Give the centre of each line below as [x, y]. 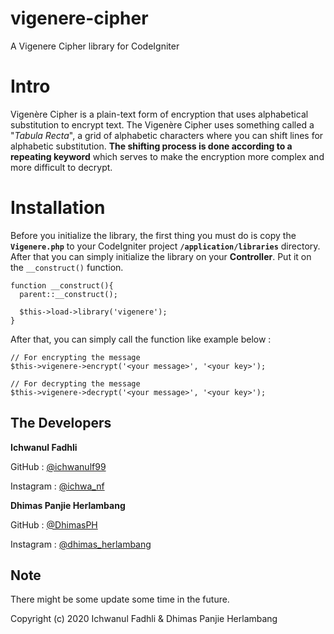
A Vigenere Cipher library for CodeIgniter [95, 46]
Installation [58, 208]
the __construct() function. [67, 267]
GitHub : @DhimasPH [54, 524]
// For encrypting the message [75, 357]
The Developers [61, 423]
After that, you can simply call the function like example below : [141, 339]
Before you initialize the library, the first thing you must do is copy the [153, 235]
